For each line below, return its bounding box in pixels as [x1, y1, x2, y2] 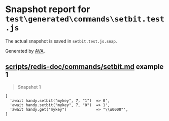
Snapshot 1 [17, 84, 41, 90]
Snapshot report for [5, 4, 90, 15]
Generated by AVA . [5, 48, 45, 54]
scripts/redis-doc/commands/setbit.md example [5, 62, 164, 71]
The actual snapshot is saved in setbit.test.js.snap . [5, 38, 117, 44]
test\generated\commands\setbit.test [5, 14, 165, 24]
